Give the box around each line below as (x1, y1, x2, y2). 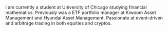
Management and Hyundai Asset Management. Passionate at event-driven (5, 15, 163, 20)
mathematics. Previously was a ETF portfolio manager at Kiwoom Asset (5, 9, 157, 15)
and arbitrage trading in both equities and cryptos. (5, 20, 112, 26)
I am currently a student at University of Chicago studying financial (5, 4, 147, 10)
